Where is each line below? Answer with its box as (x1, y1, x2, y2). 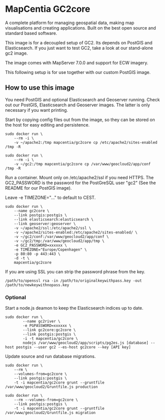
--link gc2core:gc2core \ (23, 327, 76, 333)
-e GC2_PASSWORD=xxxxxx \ (14, 243, 67, 248)
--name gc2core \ (14, 208, 50, 213)
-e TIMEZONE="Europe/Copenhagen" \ (14, 247, 87, 252)
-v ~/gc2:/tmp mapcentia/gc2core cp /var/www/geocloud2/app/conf (14, 162, 151, 166)
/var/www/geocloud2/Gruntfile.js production (5, 385, 98, 389)
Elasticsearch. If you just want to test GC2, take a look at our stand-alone (5, 45, 154, 51)
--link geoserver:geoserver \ (14, 221, 76, 226)
